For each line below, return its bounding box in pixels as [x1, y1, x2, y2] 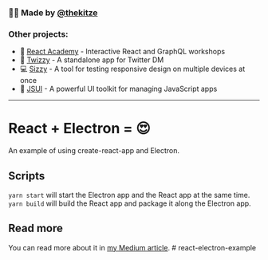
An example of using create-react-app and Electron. [8, 146, 179, 156]
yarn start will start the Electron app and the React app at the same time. [8, 190, 250, 199]
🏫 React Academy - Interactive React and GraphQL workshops [19, 47, 226, 57]
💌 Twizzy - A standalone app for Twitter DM [19, 55, 164, 65]
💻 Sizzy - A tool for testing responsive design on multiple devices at [19, 64, 246, 74]
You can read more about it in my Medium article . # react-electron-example [8, 242, 257, 252]
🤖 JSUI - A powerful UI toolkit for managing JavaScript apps [19, 84, 218, 94]
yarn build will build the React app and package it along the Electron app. [8, 199, 251, 208]
